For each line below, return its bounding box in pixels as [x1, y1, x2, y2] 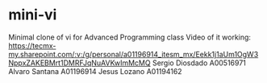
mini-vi [8, 6, 57, 24]
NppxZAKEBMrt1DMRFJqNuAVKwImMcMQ [8, 58, 151, 68]
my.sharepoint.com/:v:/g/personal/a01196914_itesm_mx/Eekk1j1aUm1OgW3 [8, 49, 259, 59]
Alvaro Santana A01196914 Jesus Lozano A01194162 [8, 66, 183, 76]
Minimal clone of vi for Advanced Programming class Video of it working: [8, 32, 252, 42]
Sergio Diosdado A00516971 [152, 58, 246, 68]
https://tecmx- [8, 40, 56, 50]
